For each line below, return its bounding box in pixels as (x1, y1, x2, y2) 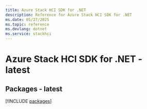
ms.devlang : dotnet (5, 27, 47, 32)
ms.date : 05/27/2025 (5, 17, 50, 22)
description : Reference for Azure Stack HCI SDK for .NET (5, 12, 132, 17)
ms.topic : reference (5, 21, 50, 27)
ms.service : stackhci (5, 31, 52, 36)
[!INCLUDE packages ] (5, 98, 52, 104)
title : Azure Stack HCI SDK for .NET (5, 7, 86, 13)
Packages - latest (5, 84, 63, 93)
